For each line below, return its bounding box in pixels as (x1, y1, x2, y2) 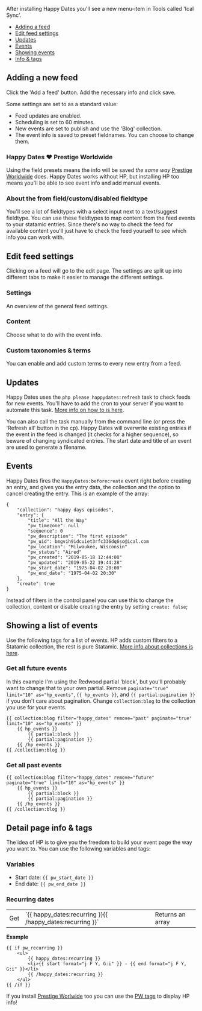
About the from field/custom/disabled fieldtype (6, 194, 148, 203)
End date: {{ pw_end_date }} (14, 880, 86, 887)
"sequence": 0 (28, 528, 63, 534)
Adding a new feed (6, 72, 78, 83)
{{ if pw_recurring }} (6, 945, 63, 951)
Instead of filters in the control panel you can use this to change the (6, 597, 174, 604)
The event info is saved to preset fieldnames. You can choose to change (14, 131, 194, 138)
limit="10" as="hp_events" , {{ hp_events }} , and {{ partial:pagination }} (6, 691, 195, 698)
